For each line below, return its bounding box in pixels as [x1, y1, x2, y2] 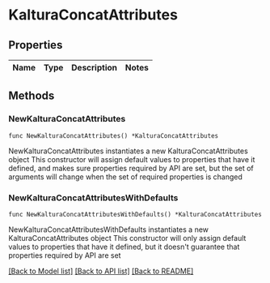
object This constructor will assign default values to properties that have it [8, 154, 255, 164]
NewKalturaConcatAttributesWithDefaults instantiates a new [8, 225, 209, 234]
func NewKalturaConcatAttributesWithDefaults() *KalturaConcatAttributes [8, 210, 263, 218]
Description [71, 62, 117, 73]
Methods [8, 89, 55, 103]
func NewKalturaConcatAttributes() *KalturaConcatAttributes [8, 131, 219, 139]
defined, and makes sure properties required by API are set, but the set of [8, 163, 255, 173]
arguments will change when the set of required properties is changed [8, 172, 243, 182]
